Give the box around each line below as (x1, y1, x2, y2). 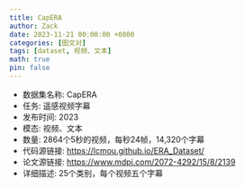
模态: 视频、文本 (22, 122, 83, 133)
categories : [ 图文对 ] (9, 38, 86, 48)
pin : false (9, 64, 50, 73)
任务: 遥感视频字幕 (22, 100, 91, 111)
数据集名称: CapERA (22, 89, 97, 100)
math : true (9, 55, 50, 64)
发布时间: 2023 (22, 111, 79, 122)
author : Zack (9, 22, 59, 31)
